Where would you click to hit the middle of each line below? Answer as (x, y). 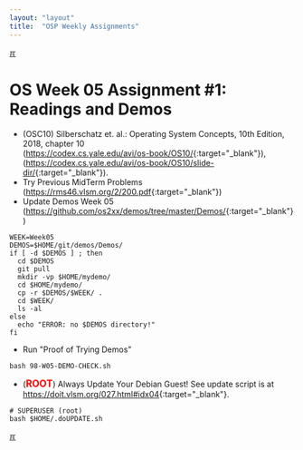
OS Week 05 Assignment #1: (118, 89)
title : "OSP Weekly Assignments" (75, 26)
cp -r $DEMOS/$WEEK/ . (60, 293)
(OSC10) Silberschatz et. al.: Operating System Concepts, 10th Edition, (153, 134)
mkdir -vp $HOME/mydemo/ (64, 278)
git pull (34, 269)
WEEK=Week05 (32, 238)
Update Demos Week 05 (68, 201)
